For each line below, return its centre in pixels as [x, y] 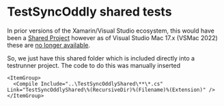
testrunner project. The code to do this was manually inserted [94, 65]
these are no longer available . [49, 45]
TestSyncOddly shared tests [89, 12]
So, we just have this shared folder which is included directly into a [101, 58]
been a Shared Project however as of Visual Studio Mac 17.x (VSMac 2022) [113, 37]
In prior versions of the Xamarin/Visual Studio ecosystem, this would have [111, 31]
